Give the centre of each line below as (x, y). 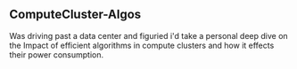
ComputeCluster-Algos (75, 15)
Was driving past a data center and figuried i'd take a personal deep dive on (148, 35)
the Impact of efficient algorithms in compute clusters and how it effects (142, 45)
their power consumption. (57, 54)
